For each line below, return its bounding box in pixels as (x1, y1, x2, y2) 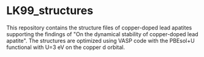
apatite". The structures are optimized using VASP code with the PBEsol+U (6, 37, 195, 44)
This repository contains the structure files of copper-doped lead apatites (6, 24, 192, 31)
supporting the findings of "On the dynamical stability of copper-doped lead (6, 30, 198, 37)
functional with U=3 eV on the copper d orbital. (6, 44, 126, 51)
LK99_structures (6, 4, 94, 18)
